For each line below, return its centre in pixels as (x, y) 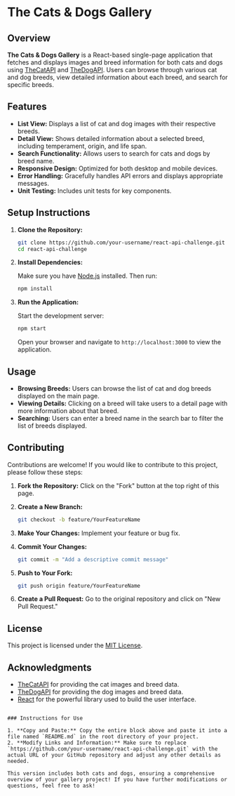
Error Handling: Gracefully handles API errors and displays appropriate (120, 175)
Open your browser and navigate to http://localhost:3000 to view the (119, 342)
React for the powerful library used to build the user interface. (107, 699)
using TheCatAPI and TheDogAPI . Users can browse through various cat (112, 70)
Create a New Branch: (50, 506)
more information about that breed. (68, 410)
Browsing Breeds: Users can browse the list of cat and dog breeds (114, 388)
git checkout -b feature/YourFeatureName (79, 520)
